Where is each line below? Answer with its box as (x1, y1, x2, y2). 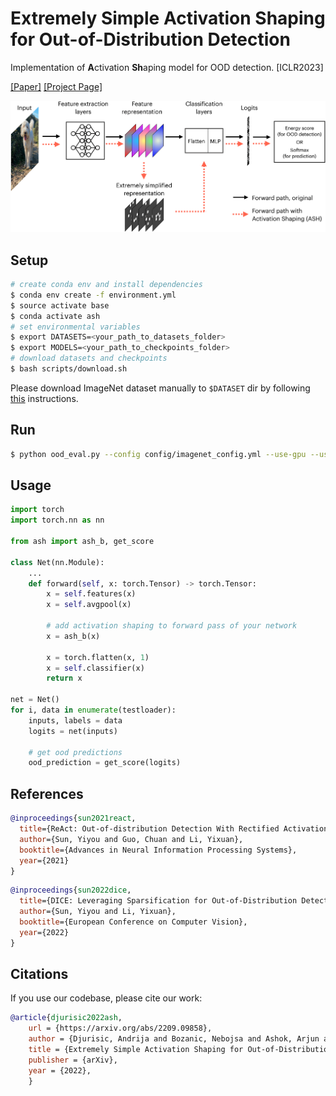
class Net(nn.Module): (10, 557, 105, 567)
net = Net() (10, 695, 60, 705)
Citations (10, 966, 69, 983)
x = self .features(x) (46, 589, 137, 599)
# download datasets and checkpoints (10, 353, 168, 364)
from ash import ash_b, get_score (10, 537, 155, 547)
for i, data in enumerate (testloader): (10, 705, 177, 716)
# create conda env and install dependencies (10, 280, 203, 290)
